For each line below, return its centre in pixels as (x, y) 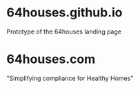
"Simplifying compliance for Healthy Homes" (70, 78)
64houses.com (51, 59)
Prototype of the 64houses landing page (64, 31)
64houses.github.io (64, 13)
